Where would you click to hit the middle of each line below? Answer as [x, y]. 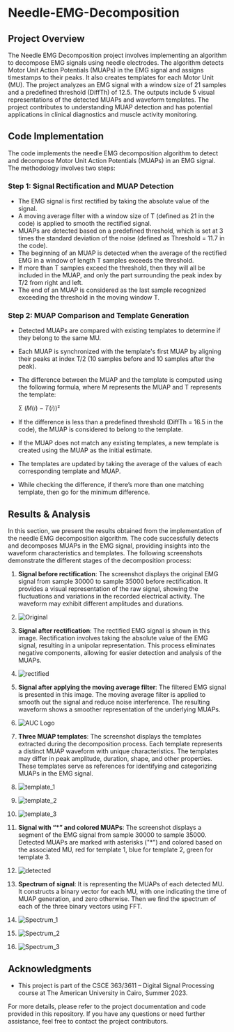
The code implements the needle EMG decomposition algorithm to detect [113, 153]
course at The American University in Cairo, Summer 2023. [103, 993]
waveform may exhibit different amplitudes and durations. [101, 603]
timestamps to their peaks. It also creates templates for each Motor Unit [111, 77]
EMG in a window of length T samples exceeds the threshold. [106, 261]
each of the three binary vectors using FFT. [80, 907]
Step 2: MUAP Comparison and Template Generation [99, 316]
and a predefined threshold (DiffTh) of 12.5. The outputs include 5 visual [111, 92]
